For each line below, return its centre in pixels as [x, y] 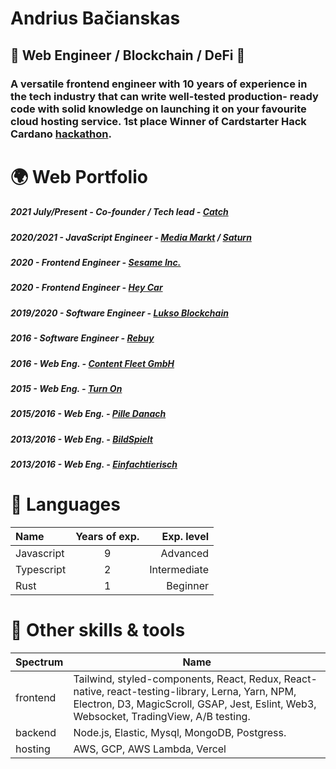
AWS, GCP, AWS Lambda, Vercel [150, 749]
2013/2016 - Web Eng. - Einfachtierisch [94, 464]
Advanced [185, 553]
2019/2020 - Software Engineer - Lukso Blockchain [119, 313]
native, [89, 691]
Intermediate [179, 569]
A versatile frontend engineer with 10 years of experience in [159, 84]
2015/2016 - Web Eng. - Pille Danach [88, 414]
